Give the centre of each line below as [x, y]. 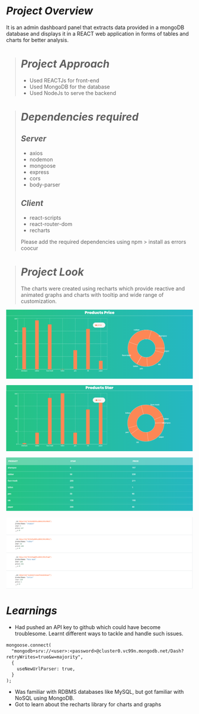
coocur [29, 248]
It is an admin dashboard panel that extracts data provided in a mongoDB [95, 27]
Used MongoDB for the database [70, 87]
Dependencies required [80, 117]
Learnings [32, 611]
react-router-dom [51, 224]
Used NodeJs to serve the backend [73, 93]
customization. [39, 301]
